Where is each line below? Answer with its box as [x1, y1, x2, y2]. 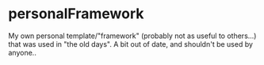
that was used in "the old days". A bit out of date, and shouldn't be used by [8, 39, 254, 48]
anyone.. [8, 48, 37, 57]
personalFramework [8, 5, 144, 23]
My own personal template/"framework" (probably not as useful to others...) [8, 31, 257, 40]
